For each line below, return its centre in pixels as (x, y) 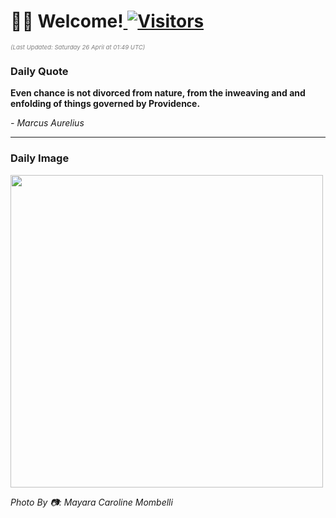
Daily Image (40, 158)
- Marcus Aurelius (47, 123)
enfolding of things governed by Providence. (105, 104)
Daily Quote (39, 71)
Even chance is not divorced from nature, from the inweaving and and (158, 93)
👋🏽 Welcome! (67, 21)
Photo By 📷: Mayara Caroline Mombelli (91, 502)
